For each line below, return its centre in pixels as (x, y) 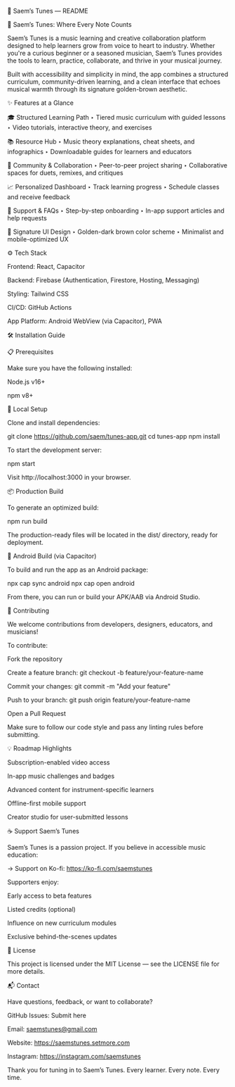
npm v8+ (20, 395)
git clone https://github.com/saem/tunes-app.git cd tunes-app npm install (114, 436)
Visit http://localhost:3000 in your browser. (69, 477)
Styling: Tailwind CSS (38, 294)
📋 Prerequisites (31, 352)
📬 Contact (23, 985)
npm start (21, 464)
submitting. (23, 735)
